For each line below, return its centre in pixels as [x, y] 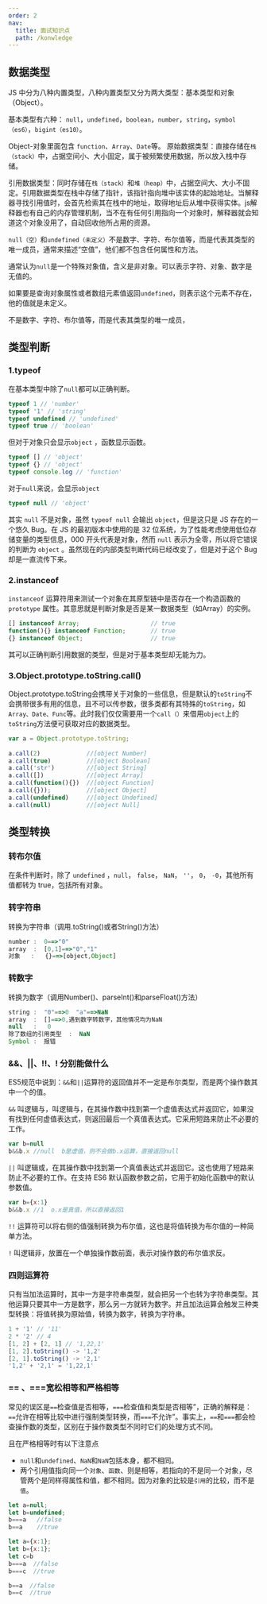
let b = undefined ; [37, 1513]
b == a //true [33, 1527]
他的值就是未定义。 [40, 303]
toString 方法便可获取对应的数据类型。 [72, 723]
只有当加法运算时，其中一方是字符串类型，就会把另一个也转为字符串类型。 [130, 1294]
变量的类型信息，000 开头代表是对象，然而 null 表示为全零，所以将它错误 [136, 539]
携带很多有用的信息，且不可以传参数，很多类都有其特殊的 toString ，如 [130, 703]
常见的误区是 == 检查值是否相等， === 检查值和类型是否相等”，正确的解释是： [130, 1406]
